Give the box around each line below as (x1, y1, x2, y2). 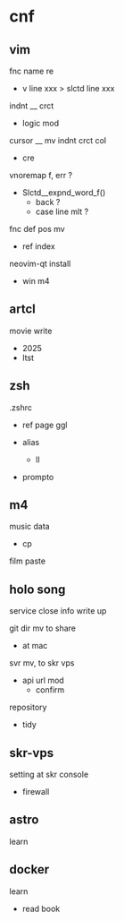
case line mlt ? (35, 206, 89, 217)
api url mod (21, 675, 64, 686)
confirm (35, 684, 65, 695)
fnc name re (9, 65, 54, 76)
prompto (21, 471, 54, 482)
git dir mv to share (9, 623, 77, 633)
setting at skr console (9, 769, 89, 780)
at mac (21, 641, 48, 651)
